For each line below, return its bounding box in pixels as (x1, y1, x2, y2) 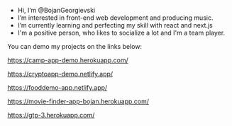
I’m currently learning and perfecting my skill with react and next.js (17, 21, 213, 29)
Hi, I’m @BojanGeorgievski (17, 6, 96, 14)
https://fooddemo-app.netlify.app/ (7, 84, 108, 91)
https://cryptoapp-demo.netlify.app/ (7, 70, 114, 78)
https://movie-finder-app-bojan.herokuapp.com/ (7, 97, 150, 105)
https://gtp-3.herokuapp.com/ (7, 111, 95, 119)
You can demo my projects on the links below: (7, 42, 143, 50)
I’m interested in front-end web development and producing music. (17, 13, 214, 22)
